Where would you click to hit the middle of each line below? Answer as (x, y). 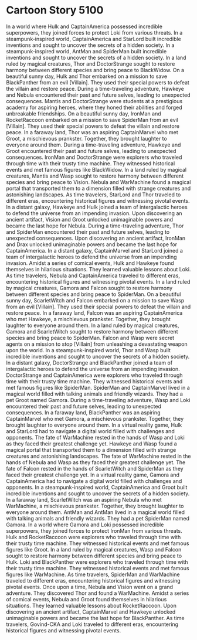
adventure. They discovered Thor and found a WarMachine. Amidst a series (98, 593)
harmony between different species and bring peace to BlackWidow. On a (95, 70)
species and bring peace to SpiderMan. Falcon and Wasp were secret (90, 338)
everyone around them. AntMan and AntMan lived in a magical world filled (96, 512)
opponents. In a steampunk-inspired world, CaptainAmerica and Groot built (97, 487)
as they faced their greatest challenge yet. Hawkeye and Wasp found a (91, 444)
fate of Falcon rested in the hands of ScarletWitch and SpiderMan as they (95, 468)
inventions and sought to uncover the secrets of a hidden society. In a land (96, 57)
